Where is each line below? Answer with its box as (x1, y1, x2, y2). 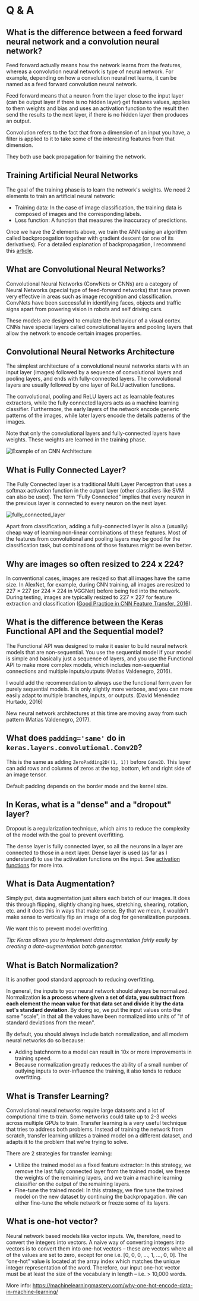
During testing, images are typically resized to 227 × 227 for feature (6, 594, 172, 601)
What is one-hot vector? (6, 1217, 98, 1227)
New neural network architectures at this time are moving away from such (6, 709, 187, 717)
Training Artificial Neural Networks (6, 170, 138, 180)
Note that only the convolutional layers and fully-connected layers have (6, 430, 181, 437)
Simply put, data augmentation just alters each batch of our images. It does (6, 895, 191, 902)
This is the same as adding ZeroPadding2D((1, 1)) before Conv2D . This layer (6, 758, 191, 765)
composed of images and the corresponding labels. (14, 210, 141, 217)
